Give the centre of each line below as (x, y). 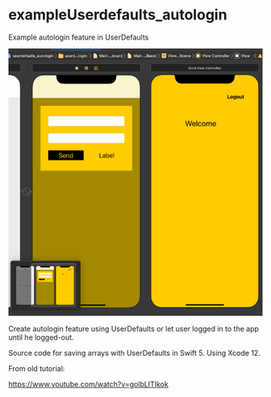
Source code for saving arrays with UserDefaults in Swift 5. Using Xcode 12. (134, 353)
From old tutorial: (37, 369)
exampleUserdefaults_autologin (118, 15)
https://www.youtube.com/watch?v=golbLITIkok (89, 384)
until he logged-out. (41, 337)
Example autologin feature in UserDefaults (79, 37)
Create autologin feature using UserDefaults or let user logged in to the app (134, 329)
